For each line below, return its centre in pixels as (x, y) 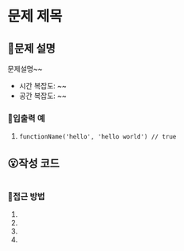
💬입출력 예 (26, 118)
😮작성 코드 (34, 163)
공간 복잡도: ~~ (43, 96)
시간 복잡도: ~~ (43, 86)
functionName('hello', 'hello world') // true (98, 137)
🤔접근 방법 (26, 197)
